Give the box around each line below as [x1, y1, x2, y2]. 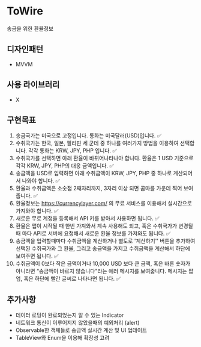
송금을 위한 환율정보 [7, 25, 53, 32]
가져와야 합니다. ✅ [15, 207, 59, 214]
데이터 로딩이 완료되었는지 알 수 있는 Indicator [15, 311, 124, 319]
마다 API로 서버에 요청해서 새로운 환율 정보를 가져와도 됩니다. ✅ [22, 230, 171, 237]
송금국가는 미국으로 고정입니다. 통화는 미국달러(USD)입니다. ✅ [15, 132, 162, 139]
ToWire [7, 4, 44, 18]
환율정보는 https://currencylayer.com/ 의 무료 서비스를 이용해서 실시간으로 [15, 200, 193, 207]
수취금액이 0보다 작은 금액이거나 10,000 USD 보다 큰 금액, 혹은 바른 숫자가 [15, 260, 191, 267]
